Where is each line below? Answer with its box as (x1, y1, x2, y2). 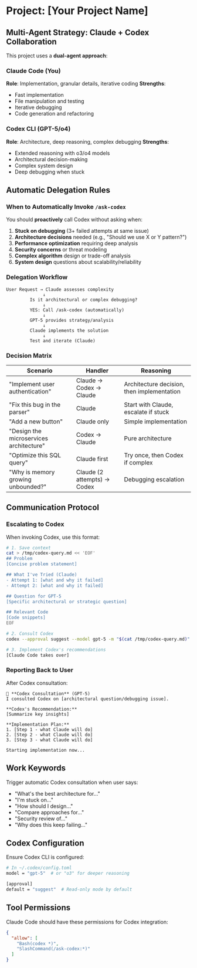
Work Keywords (6, 763, 66, 773)
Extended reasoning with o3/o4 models (14, 150, 110, 157)
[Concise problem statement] (6, 561, 77, 567)
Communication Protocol (6, 502, 100, 512)
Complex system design (14, 162, 73, 169)
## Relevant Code (6, 609, 49, 615)
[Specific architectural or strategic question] (6, 599, 127, 604)
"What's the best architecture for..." (14, 790, 101, 797)
